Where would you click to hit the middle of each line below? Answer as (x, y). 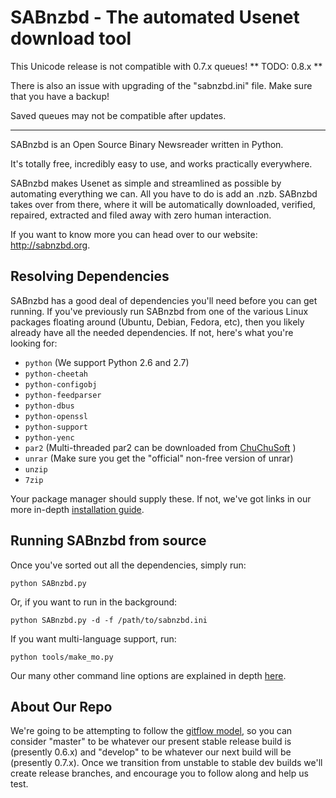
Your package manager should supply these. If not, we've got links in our (161, 498)
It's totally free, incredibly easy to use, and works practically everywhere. (161, 163)
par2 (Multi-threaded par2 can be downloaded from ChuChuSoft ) (160, 447)
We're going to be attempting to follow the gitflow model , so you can (151, 731)
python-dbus (49, 406)
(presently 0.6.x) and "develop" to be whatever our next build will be (151, 752)
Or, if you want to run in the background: (94, 602)
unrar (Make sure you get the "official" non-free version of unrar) (159, 458)
